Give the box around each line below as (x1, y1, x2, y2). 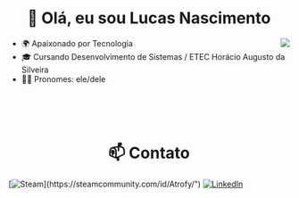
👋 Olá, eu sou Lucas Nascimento (27, 8, 271, 29)
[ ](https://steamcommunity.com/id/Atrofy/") (8, 178, 202, 189)
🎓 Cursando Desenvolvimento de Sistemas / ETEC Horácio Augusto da (21, 51, 286, 62)
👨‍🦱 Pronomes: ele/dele (21, 73, 106, 84)
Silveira (21, 64, 49, 75)
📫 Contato (108, 143, 190, 163)
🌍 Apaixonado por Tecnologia (21, 37, 133, 48)
